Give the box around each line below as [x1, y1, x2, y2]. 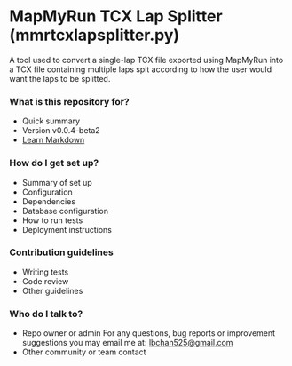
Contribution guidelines [9, 246, 114, 259]
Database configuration [21, 205, 109, 216]
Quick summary [21, 115, 81, 126]
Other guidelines [21, 285, 83, 296]
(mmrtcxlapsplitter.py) [9, 25, 180, 45]
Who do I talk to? [9, 307, 83, 320]
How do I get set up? [9, 157, 99, 170]
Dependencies [21, 195, 76, 206]
